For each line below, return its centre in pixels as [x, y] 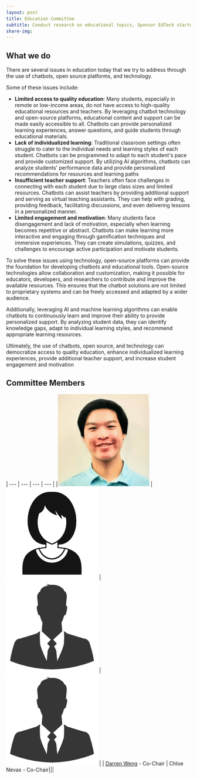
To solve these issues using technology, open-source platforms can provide [98, 261]
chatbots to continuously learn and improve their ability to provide [86, 316]
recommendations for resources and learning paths [77, 174]
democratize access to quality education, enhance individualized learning [95, 352]
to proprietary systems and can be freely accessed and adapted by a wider [97, 292]
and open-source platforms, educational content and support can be [97, 118]
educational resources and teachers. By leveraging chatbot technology [100, 111]
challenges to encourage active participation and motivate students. [97, 249]
